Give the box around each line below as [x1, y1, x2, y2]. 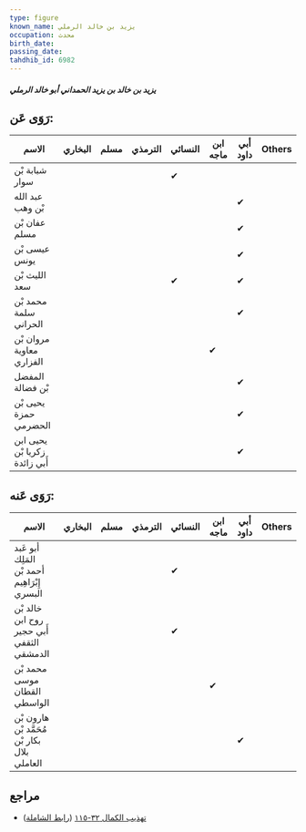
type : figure [9, 13, 59, 23]
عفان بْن [14, 216, 46, 229]
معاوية [14, 344, 38, 356]
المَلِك [14, 553, 36, 566]
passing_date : [9, 47, 64, 56]
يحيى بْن [14, 396, 46, 409]
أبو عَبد [14, 541, 40, 554]
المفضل [14, 370, 45, 383]
